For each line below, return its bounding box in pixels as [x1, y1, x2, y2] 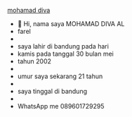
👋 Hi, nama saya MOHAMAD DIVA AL [17, 20, 125, 27]
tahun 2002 [17, 57, 51, 66]
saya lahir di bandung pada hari [17, 42, 109, 50]
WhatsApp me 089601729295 [17, 102, 105, 110]
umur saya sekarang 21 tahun [17, 72, 103, 80]
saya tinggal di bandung [17, 87, 88, 95]
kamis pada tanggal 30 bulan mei [17, 49, 114, 58]
